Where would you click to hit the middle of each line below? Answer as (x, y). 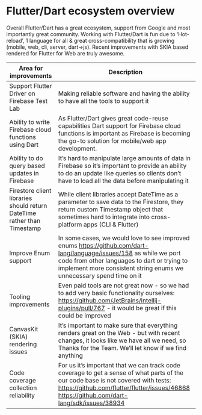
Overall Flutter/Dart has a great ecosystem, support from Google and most (98, 28)
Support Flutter (31, 86)
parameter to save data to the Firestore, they (121, 202)
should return (28, 205)
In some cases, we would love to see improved (124, 238)
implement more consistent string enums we (121, 268)
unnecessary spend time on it (100, 275)
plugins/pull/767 (81, 308)
